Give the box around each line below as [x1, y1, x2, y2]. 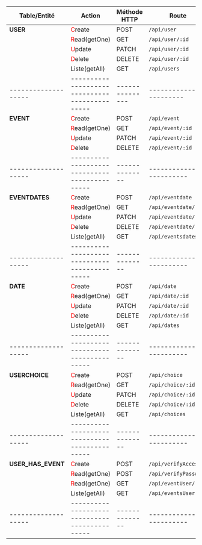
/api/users [148, 66, 180, 72]
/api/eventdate [148, 194, 192, 201]
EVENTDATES [9, 193, 50, 201]
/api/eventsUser [148, 490, 195, 496]
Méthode [116, 8, 143, 16]
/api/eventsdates [148, 233, 198, 240]
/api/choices [148, 411, 186, 417]
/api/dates [148, 322, 180, 329]
